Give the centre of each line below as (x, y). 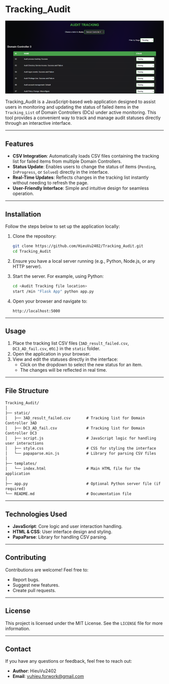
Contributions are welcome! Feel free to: (47, 570)
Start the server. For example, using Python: (58, 276)
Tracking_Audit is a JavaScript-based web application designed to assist (80, 102)
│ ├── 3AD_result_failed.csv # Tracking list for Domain (75, 418)
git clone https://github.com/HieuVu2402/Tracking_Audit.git (78, 246)
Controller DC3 (21, 433)
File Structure (27, 391)
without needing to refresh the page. (51, 183)
